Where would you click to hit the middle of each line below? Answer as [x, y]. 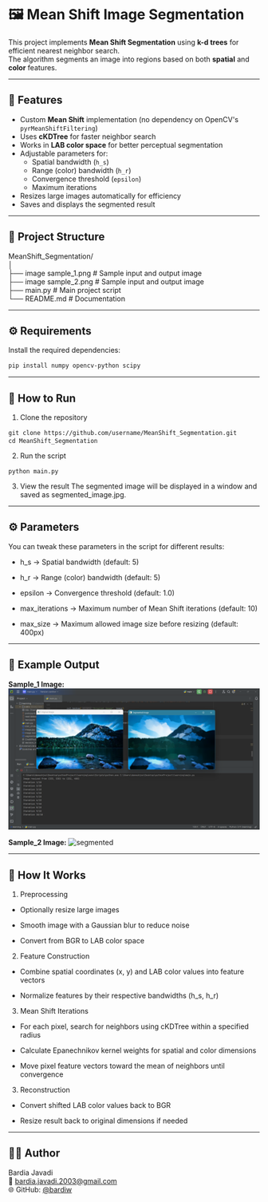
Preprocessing [44, 894]
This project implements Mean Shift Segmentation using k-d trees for [124, 42]
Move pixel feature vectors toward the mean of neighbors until [122, 1066]
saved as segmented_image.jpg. [73, 495]
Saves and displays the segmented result [87, 204]
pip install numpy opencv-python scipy [75, 366]
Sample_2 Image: [37, 843]
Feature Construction [55, 956]
